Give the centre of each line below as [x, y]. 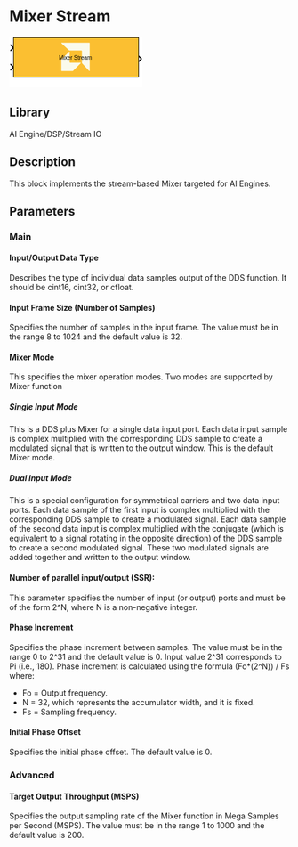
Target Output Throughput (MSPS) [74, 796]
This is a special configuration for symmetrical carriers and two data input [145, 501]
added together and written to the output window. [100, 558]
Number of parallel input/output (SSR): [82, 578]
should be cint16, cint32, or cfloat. [72, 288]
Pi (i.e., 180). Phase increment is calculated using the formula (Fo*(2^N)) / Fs [149, 666]
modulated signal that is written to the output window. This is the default [141, 448]
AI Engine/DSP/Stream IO [56, 134]
